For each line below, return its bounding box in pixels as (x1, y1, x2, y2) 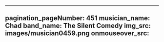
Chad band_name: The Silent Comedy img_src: (5, 22, 151, 30)
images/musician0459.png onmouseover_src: (5, 29, 150, 38)
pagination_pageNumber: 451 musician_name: (5, 14, 150, 22)
